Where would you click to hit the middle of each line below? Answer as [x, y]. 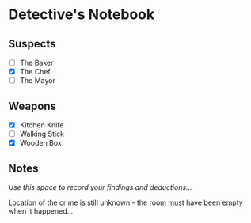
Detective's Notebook [82, 15]
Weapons [32, 106]
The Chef [35, 72]
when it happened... [41, 211]
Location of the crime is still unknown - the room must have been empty [125, 202]
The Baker [36, 62]
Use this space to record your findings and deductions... [100, 187]
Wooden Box [40, 143]
